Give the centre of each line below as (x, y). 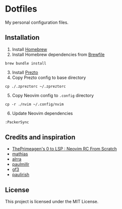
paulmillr (21, 164)
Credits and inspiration (40, 137)
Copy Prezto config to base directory (49, 77)
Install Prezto (25, 72)
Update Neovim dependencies (42, 113)
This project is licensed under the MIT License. (52, 202)
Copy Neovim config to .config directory (53, 95)
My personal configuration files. (37, 22)
